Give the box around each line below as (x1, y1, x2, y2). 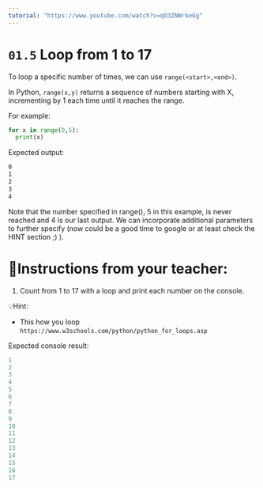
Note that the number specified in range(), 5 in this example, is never (8, 206, 232, 216)
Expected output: (8, 148, 65, 157)
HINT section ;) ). (8, 232, 65, 241)
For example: (8, 111, 51, 120)
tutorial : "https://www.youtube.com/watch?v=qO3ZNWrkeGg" (8, 11, 203, 20)
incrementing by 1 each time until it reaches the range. (8, 96, 185, 105)
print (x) (15, 134, 44, 142)
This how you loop (19, 317, 81, 327)
